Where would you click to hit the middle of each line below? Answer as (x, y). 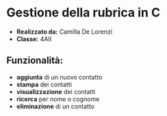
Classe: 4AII (34, 38)
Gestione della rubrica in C (83, 13)
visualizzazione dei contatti (56, 91)
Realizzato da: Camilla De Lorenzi (64, 32)
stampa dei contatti (44, 84)
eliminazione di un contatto (55, 106)
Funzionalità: (35, 61)
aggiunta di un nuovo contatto (59, 77)
